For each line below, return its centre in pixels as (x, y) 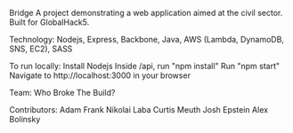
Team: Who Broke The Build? (62, 93)
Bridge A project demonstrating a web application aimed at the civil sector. (146, 13)
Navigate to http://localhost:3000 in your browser (100, 75)
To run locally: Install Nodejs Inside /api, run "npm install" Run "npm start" (145, 66)
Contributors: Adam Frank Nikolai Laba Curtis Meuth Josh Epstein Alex (139, 110)
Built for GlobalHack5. (49, 22)
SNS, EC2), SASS (41, 49)
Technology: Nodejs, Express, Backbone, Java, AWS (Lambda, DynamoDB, (147, 39)
